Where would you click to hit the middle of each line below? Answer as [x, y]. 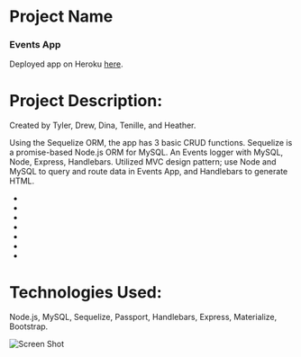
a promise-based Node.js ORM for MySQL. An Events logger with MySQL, [146, 152]
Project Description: [86, 100]
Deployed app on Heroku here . [66, 64]
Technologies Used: [86, 292]
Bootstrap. [29, 326]
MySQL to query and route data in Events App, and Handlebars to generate [149, 172]
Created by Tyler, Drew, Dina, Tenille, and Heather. [103, 125]
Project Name [61, 17]
